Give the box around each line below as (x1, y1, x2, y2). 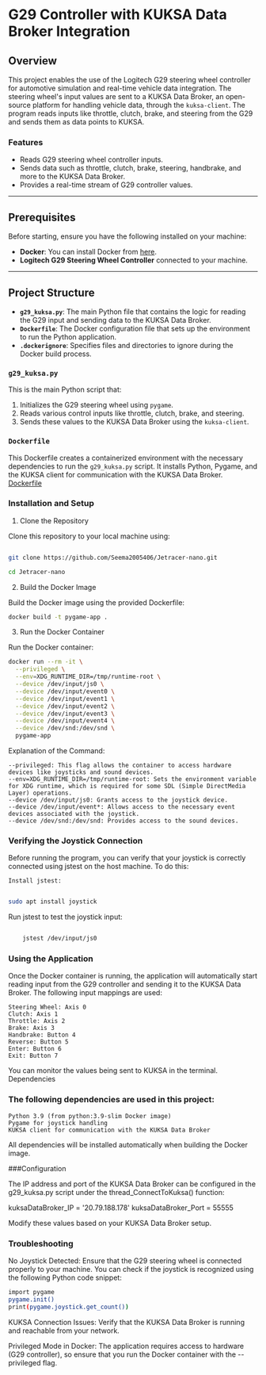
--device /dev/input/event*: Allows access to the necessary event (8, 803, 236, 811)
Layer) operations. (8, 789, 73, 798)
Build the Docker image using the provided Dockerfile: (8, 597, 184, 607)
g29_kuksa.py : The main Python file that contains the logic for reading (19, 307, 246, 316)
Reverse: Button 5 (8, 1038, 69, 1046)
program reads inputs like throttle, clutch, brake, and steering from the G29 (8, 109, 253, 118)
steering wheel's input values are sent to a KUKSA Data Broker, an (8, 92, 224, 101)
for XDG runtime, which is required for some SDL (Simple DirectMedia (8, 783, 246, 791)
